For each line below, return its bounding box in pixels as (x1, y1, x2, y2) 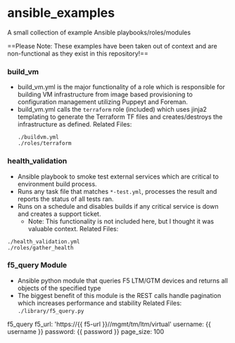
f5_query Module (7, 260, 68, 270)
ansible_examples (7, 5, 115, 21)
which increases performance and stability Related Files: (17, 299, 182, 307)
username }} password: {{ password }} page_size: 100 (7, 327, 164, 335)
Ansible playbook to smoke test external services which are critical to (17, 172, 220, 181)
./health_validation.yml (7, 238, 80, 245)
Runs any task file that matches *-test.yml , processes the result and (17, 187, 217, 195)
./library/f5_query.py (17, 307, 84, 314)
